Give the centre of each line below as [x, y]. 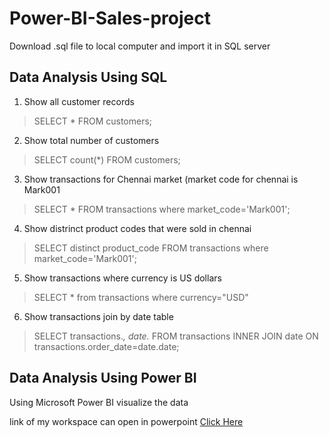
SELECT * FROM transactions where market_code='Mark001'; [162, 209]
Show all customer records [79, 101]
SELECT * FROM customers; [93, 121]
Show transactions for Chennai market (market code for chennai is [161, 179]
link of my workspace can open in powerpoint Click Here [126, 421]
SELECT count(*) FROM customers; [107, 159]
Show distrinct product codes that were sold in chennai [137, 228]
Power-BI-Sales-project [110, 18]
